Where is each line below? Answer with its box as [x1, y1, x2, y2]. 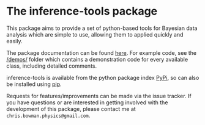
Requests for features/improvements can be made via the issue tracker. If [6, 92, 192, 99]
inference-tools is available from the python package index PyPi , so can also [6, 74, 199, 81]
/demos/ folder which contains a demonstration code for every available [6, 55, 188, 63]
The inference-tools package [6, 4, 158, 18]
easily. [6, 37, 23, 45]
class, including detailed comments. [6, 62, 97, 70]
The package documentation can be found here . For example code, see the [6, 49, 197, 56]
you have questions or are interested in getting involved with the [6, 99, 168, 106]
